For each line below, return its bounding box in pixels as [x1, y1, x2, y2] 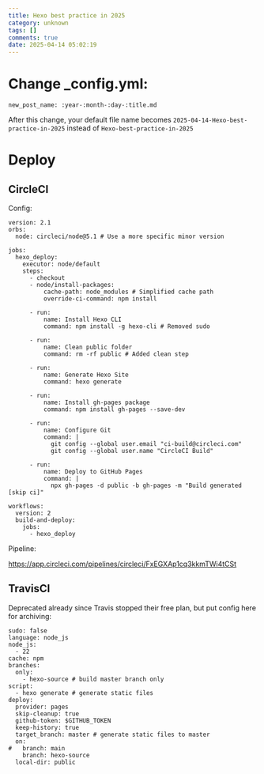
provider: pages [15, 703, 69, 711]
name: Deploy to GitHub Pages [43, 468, 144, 476]
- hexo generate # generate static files [15, 689, 154, 697]
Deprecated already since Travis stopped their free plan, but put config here [8, 602, 257, 613]
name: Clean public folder [43, 343, 133, 352]
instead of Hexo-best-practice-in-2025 [66, 123, 194, 133]
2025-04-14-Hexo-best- [172, 116, 248, 125]
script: [8, 681, 34, 690]
